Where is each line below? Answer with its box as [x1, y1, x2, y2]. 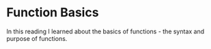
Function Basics [6, 5, 100, 20]
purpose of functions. [6, 34, 68, 42]
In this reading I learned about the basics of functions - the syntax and [6, 27, 205, 35]
